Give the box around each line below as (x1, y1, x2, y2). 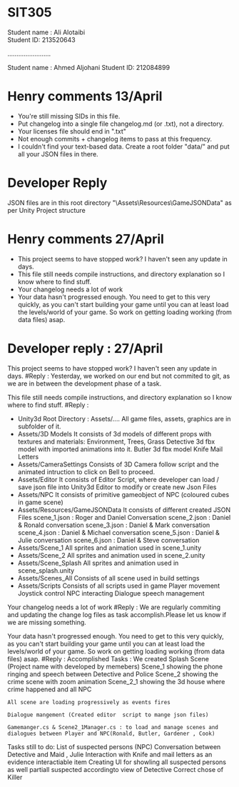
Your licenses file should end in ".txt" (17, 126, 127, 136)
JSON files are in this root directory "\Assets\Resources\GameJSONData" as (7, 198, 232, 207)
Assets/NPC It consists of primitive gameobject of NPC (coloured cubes (17, 490, 230, 498)
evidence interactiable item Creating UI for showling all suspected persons (7, 758, 227, 766)
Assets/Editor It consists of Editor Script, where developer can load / (17, 475, 220, 483)
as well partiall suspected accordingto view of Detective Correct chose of (7, 765, 223, 773)
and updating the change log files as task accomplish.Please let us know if (7, 610, 227, 618)
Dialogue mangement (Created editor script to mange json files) (7, 711, 209, 718)
